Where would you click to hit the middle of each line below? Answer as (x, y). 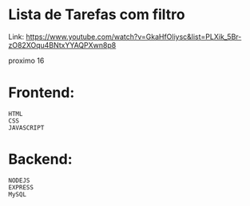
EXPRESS (21, 187)
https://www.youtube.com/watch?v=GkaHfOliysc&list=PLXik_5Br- (134, 37)
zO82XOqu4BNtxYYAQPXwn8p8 (62, 45)
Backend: (40, 159)
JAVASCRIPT (26, 128)
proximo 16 (26, 60)
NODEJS (19, 181)
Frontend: (42, 93)
